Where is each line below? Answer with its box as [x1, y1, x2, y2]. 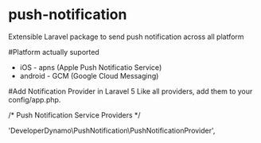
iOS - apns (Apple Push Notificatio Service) [19, 62, 162, 72]
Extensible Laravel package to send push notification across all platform [8, 32, 244, 41]
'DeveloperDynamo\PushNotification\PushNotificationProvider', [8, 126, 216, 135]
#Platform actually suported [8, 47, 99, 56]
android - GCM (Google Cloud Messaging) [19, 71, 159, 80]
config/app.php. [8, 95, 61, 104]
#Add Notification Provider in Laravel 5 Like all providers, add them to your [8, 86, 253, 96]
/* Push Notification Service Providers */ [8, 110, 141, 120]
